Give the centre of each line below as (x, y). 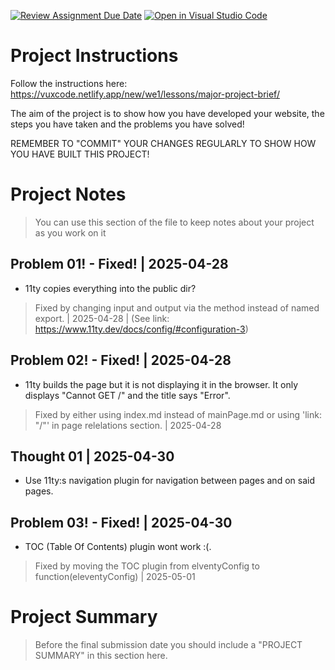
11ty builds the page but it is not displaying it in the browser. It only (161, 384)
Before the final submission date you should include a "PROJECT (168, 645)
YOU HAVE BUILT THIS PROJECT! (80, 154)
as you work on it (70, 232)
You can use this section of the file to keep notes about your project (174, 222)
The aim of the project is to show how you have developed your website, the (167, 113)
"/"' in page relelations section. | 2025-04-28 (128, 425)
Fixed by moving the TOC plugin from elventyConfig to (147, 566)
